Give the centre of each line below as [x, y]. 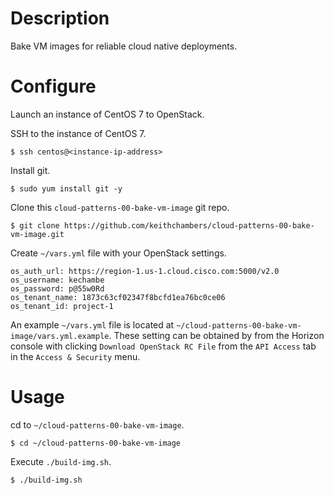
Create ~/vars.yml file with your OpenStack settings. [118, 253]
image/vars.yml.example [60, 336]
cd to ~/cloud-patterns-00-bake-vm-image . [97, 424]
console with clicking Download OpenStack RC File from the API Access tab [163, 346]
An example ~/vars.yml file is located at [92, 324]
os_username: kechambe [57, 280]
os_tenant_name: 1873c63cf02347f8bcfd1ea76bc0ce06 [118, 297]
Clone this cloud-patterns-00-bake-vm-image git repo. [120, 207]
